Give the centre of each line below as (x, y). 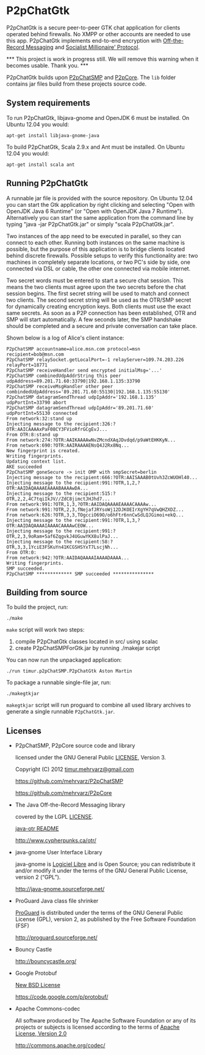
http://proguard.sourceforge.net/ (56, 938)
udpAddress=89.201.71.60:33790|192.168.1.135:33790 (73, 381)
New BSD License (38, 985)
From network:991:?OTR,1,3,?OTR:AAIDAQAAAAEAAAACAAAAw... (81, 504)
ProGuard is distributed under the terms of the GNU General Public (99, 913)
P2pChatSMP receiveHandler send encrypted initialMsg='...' (85, 370)
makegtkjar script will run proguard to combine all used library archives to (99, 705)
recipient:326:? (95, 424)
